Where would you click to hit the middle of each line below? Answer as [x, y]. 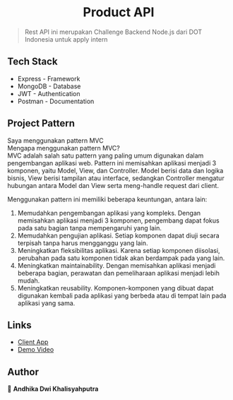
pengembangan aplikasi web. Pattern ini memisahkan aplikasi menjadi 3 [112, 163]
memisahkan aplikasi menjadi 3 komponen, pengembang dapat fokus [119, 220]
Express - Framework [49, 78]
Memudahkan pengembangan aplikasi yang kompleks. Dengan [109, 213]
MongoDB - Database [49, 86]
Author [23, 372]
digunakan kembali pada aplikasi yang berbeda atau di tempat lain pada [122, 295]
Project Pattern [41, 123]
